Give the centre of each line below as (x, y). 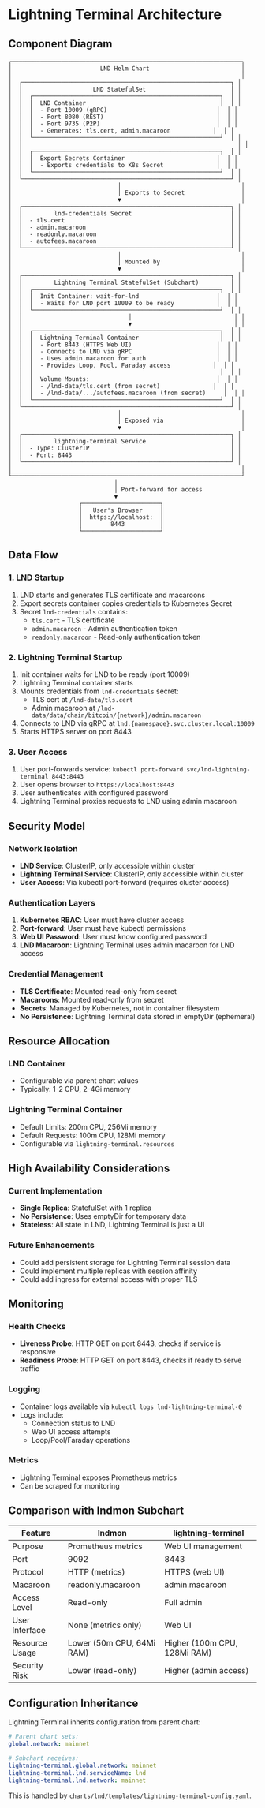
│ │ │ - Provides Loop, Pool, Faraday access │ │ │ (121, 365)
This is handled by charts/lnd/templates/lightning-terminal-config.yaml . (130, 1795)
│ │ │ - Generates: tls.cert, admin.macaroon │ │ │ (121, 131)
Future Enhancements (51, 1246)
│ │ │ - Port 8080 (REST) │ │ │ (123, 117)
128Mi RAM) (188, 1653)
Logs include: (42, 1414)
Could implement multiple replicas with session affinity (108, 1271)
